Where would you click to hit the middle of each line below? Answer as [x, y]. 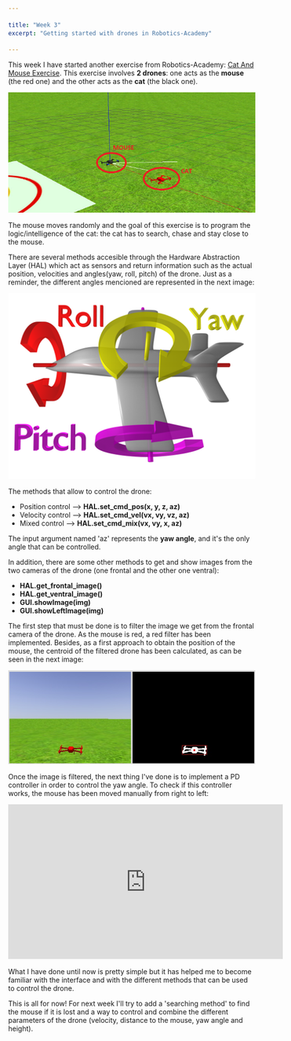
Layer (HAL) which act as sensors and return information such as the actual [130, 266]
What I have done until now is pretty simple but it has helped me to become [130, 972]
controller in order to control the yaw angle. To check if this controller [120, 785]
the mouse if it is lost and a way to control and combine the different [118, 1012]
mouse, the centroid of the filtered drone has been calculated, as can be [125, 651]
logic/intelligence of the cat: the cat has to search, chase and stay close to [128, 234]
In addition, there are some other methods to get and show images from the [130, 563]
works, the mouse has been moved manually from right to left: [109, 794]
